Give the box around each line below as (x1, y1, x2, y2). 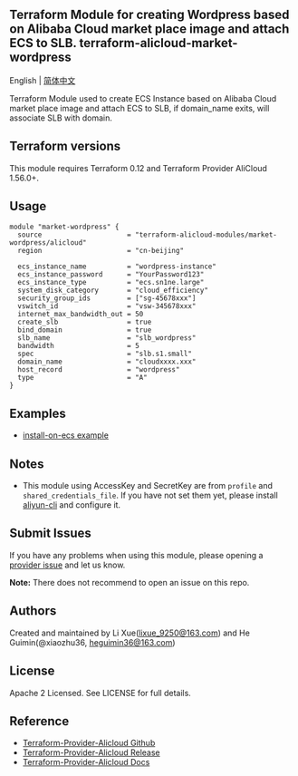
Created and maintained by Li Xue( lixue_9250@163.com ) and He (9, 627, 251, 638)
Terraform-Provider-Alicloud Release (22, 747, 160, 758)
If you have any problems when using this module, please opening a (9, 549, 264, 560)
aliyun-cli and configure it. (22, 500, 120, 510)
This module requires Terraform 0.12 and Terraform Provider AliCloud (9, 162, 267, 173)
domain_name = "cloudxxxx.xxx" (17, 357, 197, 366)
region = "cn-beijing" (17, 247, 184, 256)
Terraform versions (9, 139, 121, 154)
